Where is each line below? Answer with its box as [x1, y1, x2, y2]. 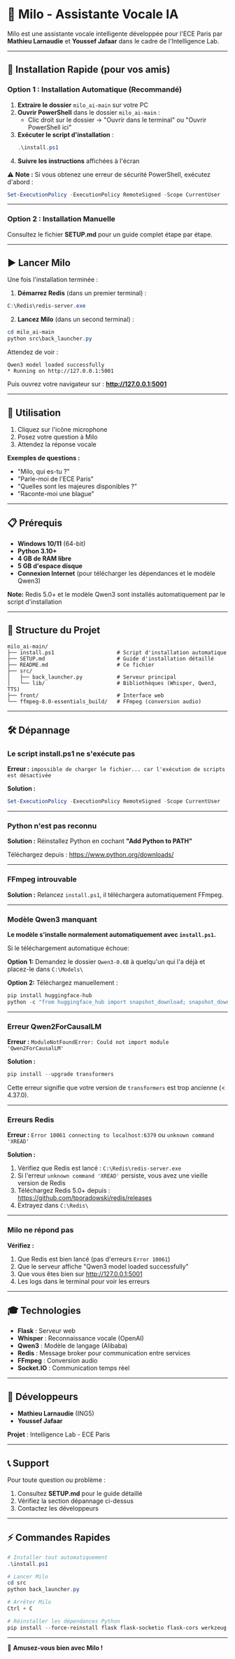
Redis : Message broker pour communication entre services [17, 1349, 191, 1357]
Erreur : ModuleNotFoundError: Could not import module [7, 1038, 169, 1046]
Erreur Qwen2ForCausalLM [7, 1022, 102, 1031]
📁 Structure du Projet [7, 624, 101, 636]
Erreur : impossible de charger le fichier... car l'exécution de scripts [7, 765, 226, 773]
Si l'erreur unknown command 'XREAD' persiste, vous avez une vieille [17, 1171, 208, 1180]
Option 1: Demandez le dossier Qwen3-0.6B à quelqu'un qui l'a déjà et [7, 958, 206, 966]
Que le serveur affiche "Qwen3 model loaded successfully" [17, 1262, 189, 1271]
